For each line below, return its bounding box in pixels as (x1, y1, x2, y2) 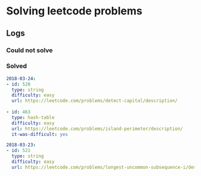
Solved (6, 62, 27, 70)
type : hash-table (11, 114, 55, 120)
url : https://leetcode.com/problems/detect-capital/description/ (11, 98, 178, 104)
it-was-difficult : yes (11, 131, 68, 137)
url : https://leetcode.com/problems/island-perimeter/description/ (11, 126, 184, 132)
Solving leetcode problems (6, 4, 142, 18)
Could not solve (6, 46, 53, 54)
